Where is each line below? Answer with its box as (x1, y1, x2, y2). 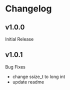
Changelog (5, 3, 52, 14)
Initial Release (5, 36, 34, 42)
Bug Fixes (5, 63, 26, 70)
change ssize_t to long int (12, 73, 65, 79)
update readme (12, 78, 44, 85)
